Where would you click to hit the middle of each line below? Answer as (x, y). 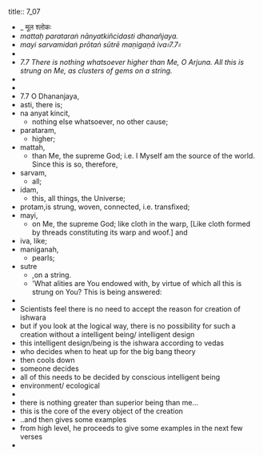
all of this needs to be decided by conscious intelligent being (120, 377)
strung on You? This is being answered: (97, 292)
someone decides (50, 368)
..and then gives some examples (73, 419)
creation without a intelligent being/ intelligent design (107, 334)
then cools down (47, 360)
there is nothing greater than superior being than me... (109, 403)
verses (31, 437)
